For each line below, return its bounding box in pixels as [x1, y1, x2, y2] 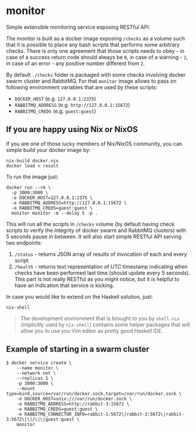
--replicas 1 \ [16, 375, 54, 381]
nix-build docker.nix [6, 157, 59, 164]
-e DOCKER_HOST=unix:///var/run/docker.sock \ [16, 396, 132, 401]
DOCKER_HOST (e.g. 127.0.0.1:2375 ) [14, 95, 97, 102]
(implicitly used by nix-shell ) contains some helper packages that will [20, 321, 190, 328]
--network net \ [16, 370, 57, 376]
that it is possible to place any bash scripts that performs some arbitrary [6, 41, 180, 48]
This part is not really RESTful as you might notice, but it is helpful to [14, 275, 180, 282]
